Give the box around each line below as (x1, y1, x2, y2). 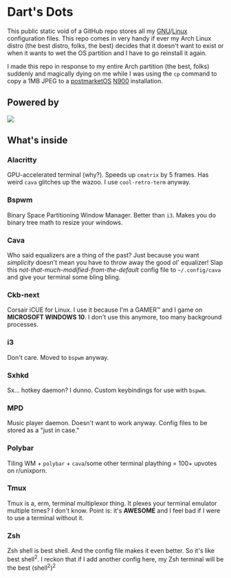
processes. (7, 321, 39, 329)
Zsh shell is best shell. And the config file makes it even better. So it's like (7, 546, 215, 555)
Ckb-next (7, 290, 40, 299)
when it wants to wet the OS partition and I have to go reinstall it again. (7, 49, 208, 57)
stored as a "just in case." (7, 426, 80, 434)
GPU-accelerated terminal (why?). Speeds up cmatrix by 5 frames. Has (7, 171, 209, 179)
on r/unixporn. (7, 466, 47, 475)
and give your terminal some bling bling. (7, 273, 121, 281)
